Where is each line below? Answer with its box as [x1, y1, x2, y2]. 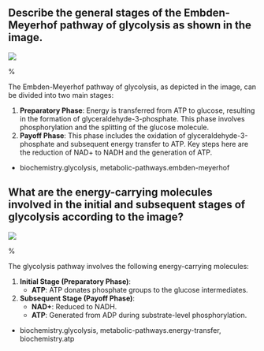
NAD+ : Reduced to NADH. [31, 301, 117, 311]
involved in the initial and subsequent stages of [8, 198, 246, 211]
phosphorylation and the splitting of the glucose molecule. [19, 122, 210, 132]
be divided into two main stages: [8, 90, 114, 99]
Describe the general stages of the [8, 6, 182, 20]
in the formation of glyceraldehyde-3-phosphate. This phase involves [19, 114, 246, 123]
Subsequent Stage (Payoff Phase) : [19, 293, 136, 303]
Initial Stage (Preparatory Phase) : [19, 276, 132, 286]
